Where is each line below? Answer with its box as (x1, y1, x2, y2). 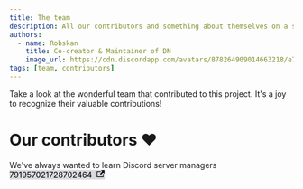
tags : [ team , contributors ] (9, 64, 115, 73)
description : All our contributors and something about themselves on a (9, 22, 289, 31)
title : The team (9, 13, 70, 23)
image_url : (25, 55, 67, 64)
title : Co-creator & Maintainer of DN (25, 47, 171, 56)
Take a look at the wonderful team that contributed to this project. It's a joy (9, 88, 287, 99)
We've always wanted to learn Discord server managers (9, 159, 217, 170)
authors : (9, 30, 42, 39)
